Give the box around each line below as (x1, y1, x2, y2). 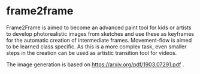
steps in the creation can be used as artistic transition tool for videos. (6, 49, 177, 56)
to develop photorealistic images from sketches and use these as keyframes (6, 30, 195, 37)
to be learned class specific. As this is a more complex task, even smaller (6, 43, 187, 50)
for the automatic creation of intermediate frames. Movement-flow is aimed (6, 36, 192, 44)
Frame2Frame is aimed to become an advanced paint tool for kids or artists (6, 24, 192, 31)
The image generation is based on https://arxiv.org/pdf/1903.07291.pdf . (6, 61, 184, 68)
